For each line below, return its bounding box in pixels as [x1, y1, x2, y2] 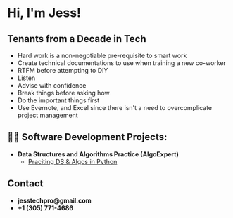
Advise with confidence [17, 81, 87, 89]
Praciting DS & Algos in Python [27, 157, 118, 165]
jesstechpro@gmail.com [17, 196, 92, 205]
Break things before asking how [17, 89, 111, 97]
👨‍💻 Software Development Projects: [7, 131, 168, 143]
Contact [7, 177, 44, 190]
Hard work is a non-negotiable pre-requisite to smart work [17, 51, 187, 60]
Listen [17, 74, 36, 82]
